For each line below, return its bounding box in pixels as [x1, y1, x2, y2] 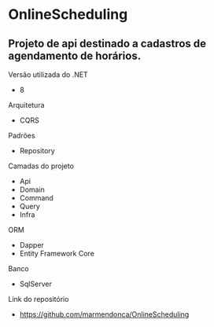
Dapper [19, 241, 45, 249]
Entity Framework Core [19, 249, 94, 258]
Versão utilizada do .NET [8, 70, 88, 79]
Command [19, 193, 53, 202]
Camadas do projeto [8, 161, 75, 171]
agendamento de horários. [8, 49, 142, 62]
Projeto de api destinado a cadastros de [8, 37, 207, 50]
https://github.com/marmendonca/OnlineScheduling [19, 310, 190, 319]
